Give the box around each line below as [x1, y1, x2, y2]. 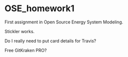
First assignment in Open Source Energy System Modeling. [4, 19, 123, 25]
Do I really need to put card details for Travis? [4, 38, 96, 44]
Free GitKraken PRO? [4, 47, 47, 53]
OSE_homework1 [4, 3, 75, 14]
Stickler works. [4, 28, 35, 34]
